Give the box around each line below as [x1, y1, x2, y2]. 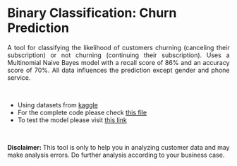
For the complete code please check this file [17, 108, 147, 117]
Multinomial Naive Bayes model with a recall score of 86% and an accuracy [7, 58, 230, 66]
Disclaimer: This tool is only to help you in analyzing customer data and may [7, 143, 230, 151]
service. [7, 73, 31, 82]
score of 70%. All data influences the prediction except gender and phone [7, 66, 230, 74]
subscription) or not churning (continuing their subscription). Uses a [7, 51, 230, 59]
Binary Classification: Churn [7, 5, 177, 21]
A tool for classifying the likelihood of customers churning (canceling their [7, 43, 230, 52]
